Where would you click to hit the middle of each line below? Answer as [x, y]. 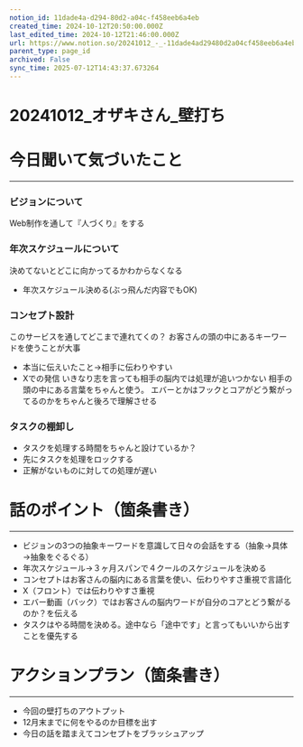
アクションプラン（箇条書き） [119, 676]
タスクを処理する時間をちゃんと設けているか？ [109, 448]
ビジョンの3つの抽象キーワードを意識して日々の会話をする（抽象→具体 [155, 546]
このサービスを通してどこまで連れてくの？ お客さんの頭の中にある [133, 336]
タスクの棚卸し [42, 426]
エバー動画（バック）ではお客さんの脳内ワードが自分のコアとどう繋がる [156, 602]
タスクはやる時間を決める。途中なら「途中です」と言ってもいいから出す [156, 625]
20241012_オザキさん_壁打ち [117, 116]
